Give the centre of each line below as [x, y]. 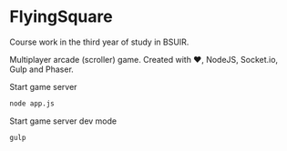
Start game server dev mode [63, 121]
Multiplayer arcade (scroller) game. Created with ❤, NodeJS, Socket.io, [144, 59]
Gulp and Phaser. [42, 69]
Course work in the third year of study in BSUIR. [99, 42]
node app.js [32, 103]
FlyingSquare [61, 17]
